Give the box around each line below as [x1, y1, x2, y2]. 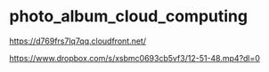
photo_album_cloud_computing [9, 6, 248, 27]
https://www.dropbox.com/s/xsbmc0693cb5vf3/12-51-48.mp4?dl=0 [9, 52, 261, 63]
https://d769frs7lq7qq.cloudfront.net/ [9, 36, 147, 46]
